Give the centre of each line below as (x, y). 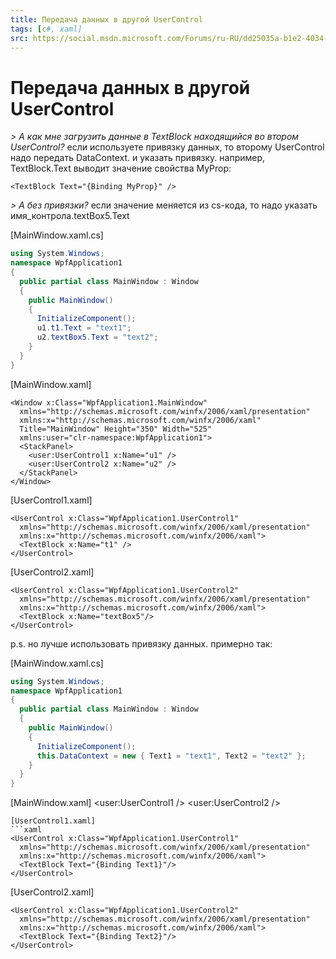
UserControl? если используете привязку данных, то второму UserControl (167, 147)
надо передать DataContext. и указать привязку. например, (138, 158)
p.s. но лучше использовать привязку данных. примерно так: (141, 643)
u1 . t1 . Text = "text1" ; (84, 328)
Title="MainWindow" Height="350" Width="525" (116, 429)
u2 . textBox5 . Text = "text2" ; (97, 337)
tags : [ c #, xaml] (46, 29)
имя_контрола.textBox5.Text (70, 216)
